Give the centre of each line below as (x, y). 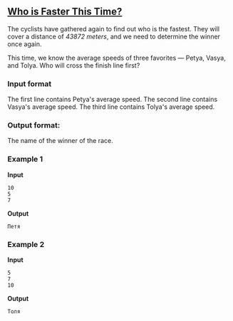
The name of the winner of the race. (60, 141)
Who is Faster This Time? (65, 12)
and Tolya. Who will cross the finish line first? (74, 65)
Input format (30, 83)
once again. (25, 44)
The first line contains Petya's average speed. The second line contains (113, 100)
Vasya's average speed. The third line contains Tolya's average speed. (111, 107)
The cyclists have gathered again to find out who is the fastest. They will (113, 28)
